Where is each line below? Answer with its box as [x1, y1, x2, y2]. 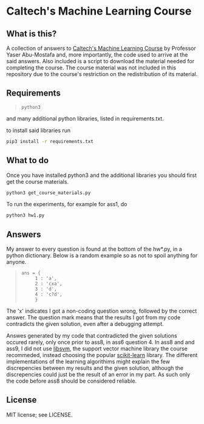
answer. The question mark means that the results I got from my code [6, 314, 181, 321]
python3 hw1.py [6, 212, 45, 218]
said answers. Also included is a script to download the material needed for [6, 58, 195, 64]
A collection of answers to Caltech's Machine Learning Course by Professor [6, 44, 196, 52]
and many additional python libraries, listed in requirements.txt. [6, 114, 164, 122]
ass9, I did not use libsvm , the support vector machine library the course [6, 345, 188, 352]
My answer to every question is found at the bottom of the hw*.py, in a [6, 245, 182, 253]
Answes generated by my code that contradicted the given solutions [6, 332, 177, 339]
